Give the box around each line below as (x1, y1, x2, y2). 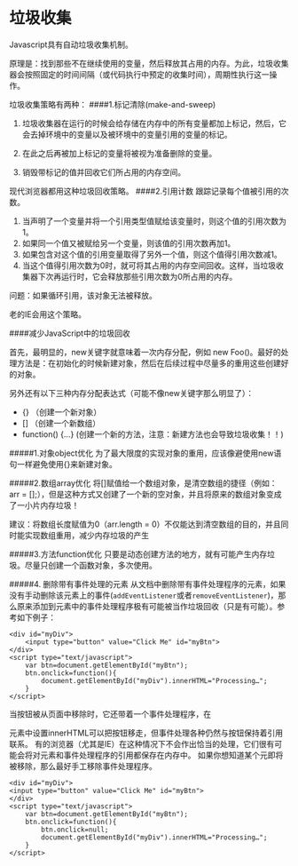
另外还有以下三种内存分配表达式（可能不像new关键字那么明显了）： (9, 387, 255, 398)
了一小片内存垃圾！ (9, 499, 80, 511)
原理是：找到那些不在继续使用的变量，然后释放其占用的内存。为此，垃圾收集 (9, 58, 289, 68)
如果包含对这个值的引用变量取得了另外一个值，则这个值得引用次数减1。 (21, 249, 282, 259)
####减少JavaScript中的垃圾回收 (9, 328, 130, 338)
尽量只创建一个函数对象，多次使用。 (24, 560, 157, 570)
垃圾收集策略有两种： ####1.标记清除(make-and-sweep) (9, 99, 216, 109)
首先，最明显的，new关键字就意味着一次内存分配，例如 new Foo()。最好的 (9, 346, 281, 357)
